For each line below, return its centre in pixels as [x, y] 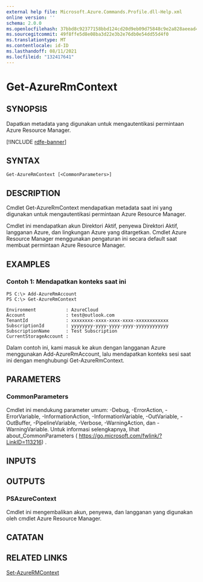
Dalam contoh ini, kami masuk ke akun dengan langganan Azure [86, 347]
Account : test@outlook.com [60, 315]
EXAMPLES [28, 264]
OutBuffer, [19, 423]
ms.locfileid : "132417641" [40, 57]
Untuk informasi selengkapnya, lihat [95, 429]
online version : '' [31, 18]
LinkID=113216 [24, 442]
